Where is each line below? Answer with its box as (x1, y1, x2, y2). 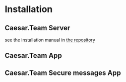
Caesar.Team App (5, 51, 62, 60)
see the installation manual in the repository (5, 37, 95, 43)
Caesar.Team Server (5, 24, 71, 32)
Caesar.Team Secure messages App (5, 68, 121, 77)
